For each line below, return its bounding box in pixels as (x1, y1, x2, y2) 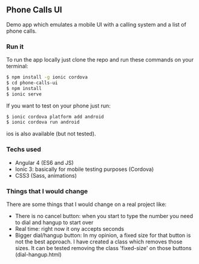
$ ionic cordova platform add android (6, 114, 104, 120)
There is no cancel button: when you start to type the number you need (15, 212, 194, 219)
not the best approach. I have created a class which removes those (15, 238, 183, 245)
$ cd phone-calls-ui (6, 80, 59, 86)
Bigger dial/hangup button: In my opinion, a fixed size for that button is (15, 231, 191, 239)
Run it (6, 42, 24, 51)
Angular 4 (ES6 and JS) (15, 159, 74, 166)
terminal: (6, 63, 28, 70)
